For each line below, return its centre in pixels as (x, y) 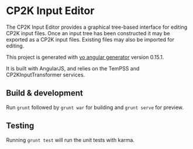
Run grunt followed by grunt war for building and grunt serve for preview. (95, 107)
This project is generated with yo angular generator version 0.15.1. (85, 57)
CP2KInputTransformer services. (46, 74)
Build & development (44, 93)
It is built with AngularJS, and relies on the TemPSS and (73, 68)
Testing (20, 126)
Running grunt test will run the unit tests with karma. (70, 140)
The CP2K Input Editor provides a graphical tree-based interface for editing (97, 27)
